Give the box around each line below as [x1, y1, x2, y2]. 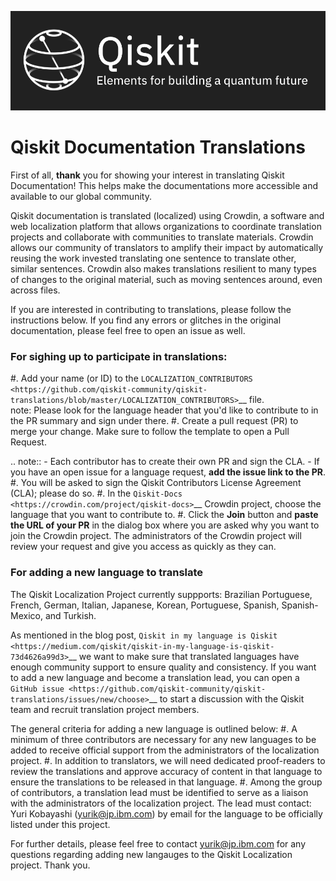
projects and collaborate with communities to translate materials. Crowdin [10, 231, 314, 243]
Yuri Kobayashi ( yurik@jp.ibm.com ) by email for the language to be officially [10, 807, 323, 820]
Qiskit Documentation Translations [10, 136, 306, 159]
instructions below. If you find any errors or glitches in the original [10, 314, 282, 326]
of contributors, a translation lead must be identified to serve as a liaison [10, 786, 309, 798]
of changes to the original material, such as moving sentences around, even [10, 274, 323, 286]
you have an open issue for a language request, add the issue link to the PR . [10, 466, 327, 478]
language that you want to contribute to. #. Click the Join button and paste [10, 509, 319, 521]
